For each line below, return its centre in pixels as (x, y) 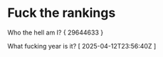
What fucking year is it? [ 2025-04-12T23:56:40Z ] (82, 46)
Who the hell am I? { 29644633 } (56, 32)
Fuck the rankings (62, 13)
